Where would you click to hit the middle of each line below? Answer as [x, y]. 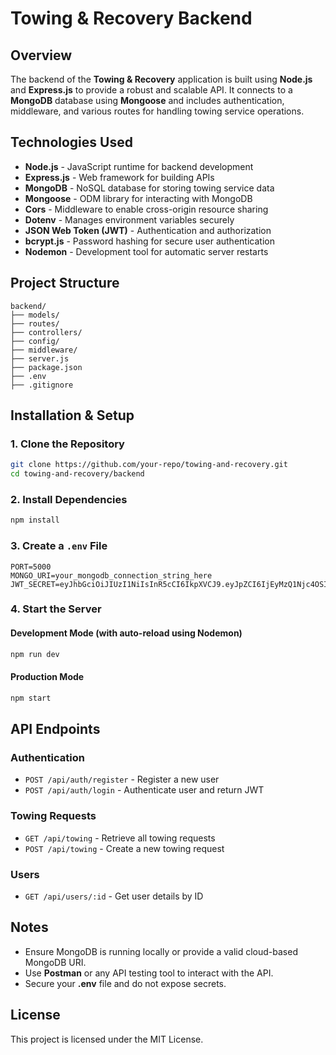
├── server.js [40, 358]
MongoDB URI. [55, 962]
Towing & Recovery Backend [131, 18]
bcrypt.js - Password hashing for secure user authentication [149, 241]
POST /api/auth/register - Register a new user [122, 779]
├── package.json [46, 367]
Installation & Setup [72, 415]
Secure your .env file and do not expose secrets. [125, 983]
